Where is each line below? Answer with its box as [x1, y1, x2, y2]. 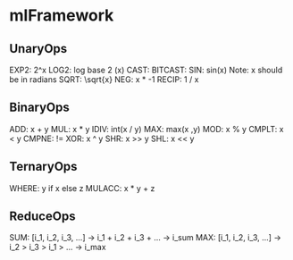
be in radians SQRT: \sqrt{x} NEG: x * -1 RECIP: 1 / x [9, 74, 199, 85]
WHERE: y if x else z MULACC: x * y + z [9, 182, 155, 193]
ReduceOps [9, 209, 76, 224]
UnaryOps [9, 41, 68, 56]
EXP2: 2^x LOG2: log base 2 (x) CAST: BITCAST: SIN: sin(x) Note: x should [9, 64, 283, 75]
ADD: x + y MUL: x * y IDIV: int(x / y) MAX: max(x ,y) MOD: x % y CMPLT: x [9, 123, 284, 134]
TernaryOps [9, 159, 78, 174]
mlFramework [9, 5, 114, 26]
